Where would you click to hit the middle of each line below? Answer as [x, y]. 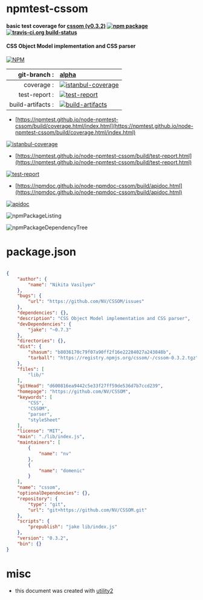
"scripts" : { [34, 521]
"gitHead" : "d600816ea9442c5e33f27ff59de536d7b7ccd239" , [90, 386]
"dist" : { [30, 347]
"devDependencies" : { [44, 324]
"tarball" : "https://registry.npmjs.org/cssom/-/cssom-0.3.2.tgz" [113, 358]
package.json [41, 252]
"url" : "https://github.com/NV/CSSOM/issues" [86, 302]
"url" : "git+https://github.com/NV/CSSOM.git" [88, 510]
